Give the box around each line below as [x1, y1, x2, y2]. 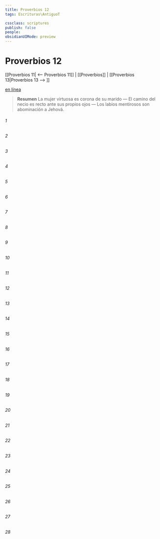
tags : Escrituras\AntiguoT [5, 12, 60, 17]
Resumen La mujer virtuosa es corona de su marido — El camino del [17, 96, 156, 102]
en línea [5, 86, 21, 92]
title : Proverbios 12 [5, 7, 49, 12]
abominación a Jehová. [17, 106, 65, 112]
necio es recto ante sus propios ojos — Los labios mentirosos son [17, 101, 150, 107]
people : [5, 30, 21, 35]
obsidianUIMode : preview [5, 34, 56, 39]
